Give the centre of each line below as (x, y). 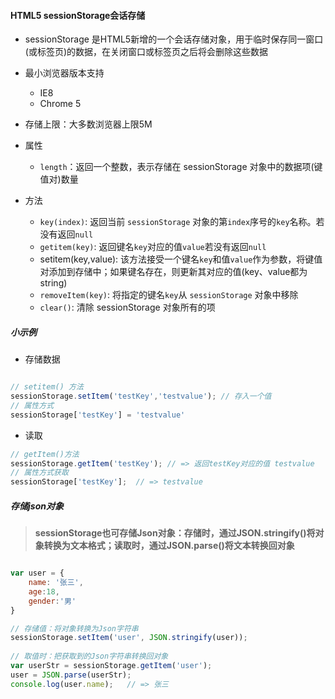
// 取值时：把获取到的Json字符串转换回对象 (89, 656)
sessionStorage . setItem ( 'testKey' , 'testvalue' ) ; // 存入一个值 (141, 396)
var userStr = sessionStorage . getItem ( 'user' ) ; (111, 666)
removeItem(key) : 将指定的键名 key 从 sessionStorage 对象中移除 (169, 295)
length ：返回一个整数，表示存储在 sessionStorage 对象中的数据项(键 (181, 167)
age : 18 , (44, 591)
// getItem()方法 (45, 454)
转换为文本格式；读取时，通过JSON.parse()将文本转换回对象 (169, 546)
